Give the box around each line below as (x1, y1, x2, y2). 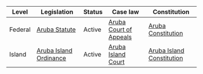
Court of (108, 25, 132, 34)
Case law (111, 8, 140, 16)
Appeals (108, 33, 132, 41)
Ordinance (36, 54, 66, 62)
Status (83, 8, 103, 16)
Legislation (40, 8, 74, 16)
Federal (9, 25, 31, 34)
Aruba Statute (36, 25, 76, 34)
